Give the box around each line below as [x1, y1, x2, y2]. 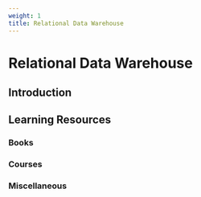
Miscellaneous [8, 180, 67, 191]
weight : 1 [8, 11, 42, 20]
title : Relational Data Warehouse [8, 19, 125, 27]
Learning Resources [8, 113, 111, 127]
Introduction [8, 86, 72, 100]
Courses [8, 158, 43, 170]
